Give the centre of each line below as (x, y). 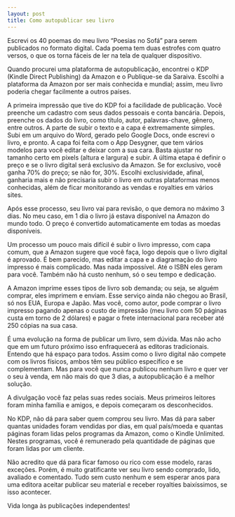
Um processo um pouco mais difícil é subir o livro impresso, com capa (109, 244)
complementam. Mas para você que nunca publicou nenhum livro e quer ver (118, 369)
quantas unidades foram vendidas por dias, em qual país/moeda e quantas (115, 426)
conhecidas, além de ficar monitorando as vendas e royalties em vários (110, 187)
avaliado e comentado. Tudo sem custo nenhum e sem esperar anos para (114, 477)
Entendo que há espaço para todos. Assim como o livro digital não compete (117, 354)
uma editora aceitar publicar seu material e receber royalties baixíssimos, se (117, 484)
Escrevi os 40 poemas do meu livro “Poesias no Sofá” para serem (102, 40)
